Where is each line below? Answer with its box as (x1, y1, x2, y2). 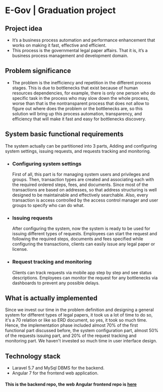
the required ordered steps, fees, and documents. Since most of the (12, 182, 148, 187)
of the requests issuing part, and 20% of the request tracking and (5, 333, 137, 338)
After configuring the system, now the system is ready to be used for (12, 225, 150, 231)
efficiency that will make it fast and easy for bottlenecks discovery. (12, 116, 146, 122)
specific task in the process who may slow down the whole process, (12, 95, 149, 101)
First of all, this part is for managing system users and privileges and (12, 171, 150, 177)
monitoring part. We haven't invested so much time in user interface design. (5, 338, 157, 344)
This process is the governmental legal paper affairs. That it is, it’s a (12, 48, 148, 53)
